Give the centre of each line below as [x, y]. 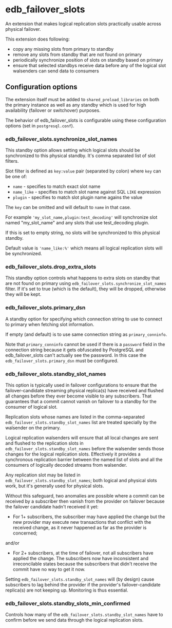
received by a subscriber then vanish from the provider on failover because [85, 501]
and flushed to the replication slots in [44, 443]
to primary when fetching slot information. [50, 324]
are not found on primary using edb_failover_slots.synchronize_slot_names [86, 283]
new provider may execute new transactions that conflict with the [82, 522]
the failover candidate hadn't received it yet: [52, 506]
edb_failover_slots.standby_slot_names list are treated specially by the [81, 422]
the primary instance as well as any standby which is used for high [76, 105]
